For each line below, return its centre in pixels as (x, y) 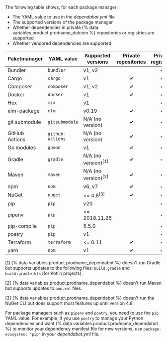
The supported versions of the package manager (63, 22)
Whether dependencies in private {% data (55, 27)
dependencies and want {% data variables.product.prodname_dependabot (82, 323)
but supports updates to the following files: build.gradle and (68, 268)
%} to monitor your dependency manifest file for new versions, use (74, 329)
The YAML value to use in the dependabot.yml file (64, 17)
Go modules (22, 148)
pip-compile (22, 226)
